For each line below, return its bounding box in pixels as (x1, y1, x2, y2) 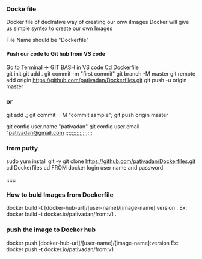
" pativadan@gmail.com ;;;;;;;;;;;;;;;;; (6, 129, 93, 136)
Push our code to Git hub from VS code (6, 50, 106, 57)
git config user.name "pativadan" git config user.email (6, 122, 140, 130)
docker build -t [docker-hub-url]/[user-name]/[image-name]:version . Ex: (6, 204, 188, 212)
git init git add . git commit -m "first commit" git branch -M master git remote (6, 70, 196, 77)
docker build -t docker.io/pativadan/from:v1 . (6, 210, 117, 218)
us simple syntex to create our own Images (6, 25, 113, 32)
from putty (6, 144, 38, 152)
